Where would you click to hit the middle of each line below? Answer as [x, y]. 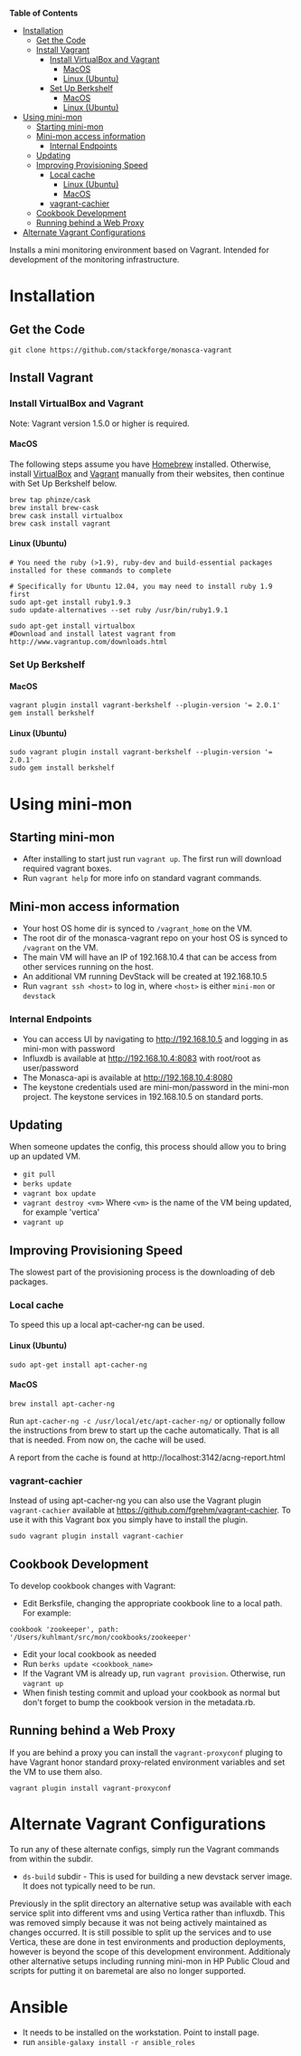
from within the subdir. [51, 1859]
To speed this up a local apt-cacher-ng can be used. [107, 1325]
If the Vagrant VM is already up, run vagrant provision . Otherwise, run [154, 1673]
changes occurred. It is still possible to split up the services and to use [141, 1932]
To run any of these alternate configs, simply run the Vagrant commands [145, 1849]
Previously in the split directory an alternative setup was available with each [150, 1903]
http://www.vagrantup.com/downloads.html [89, 642]
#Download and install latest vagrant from [93, 634]
